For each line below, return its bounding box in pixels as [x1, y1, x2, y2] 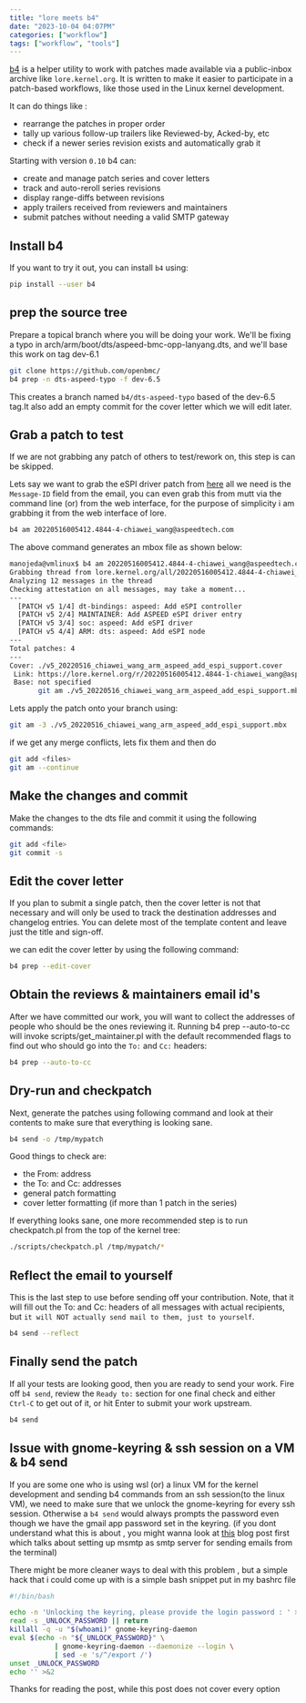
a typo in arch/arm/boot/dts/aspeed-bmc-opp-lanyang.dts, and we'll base [9, 339, 289, 350]
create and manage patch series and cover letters [22, 173, 210, 184]
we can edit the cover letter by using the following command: [9, 944, 240, 955]
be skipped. [9, 461, 55, 472]
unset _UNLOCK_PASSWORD [9, 1658, 100, 1667]
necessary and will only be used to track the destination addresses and [9, 907, 277, 918]
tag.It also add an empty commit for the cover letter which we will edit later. [9, 401, 292, 412]
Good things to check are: [9, 1151, 107, 1162]
